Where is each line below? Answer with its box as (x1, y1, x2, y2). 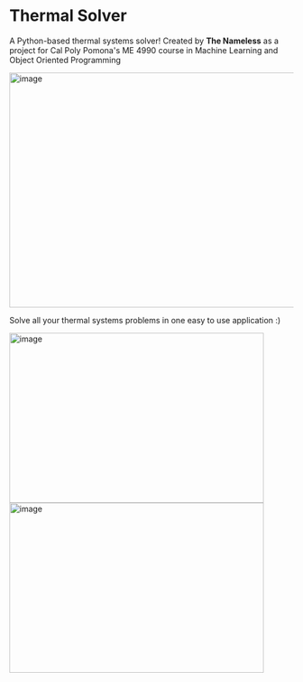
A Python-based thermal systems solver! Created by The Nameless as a (9, 35, 280, 46)
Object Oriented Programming (9, 54, 122, 65)
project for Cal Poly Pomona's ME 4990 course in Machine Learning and (9, 44, 279, 55)
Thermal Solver (9, 5, 128, 26)
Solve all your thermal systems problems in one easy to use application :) (9, 314, 281, 325)
